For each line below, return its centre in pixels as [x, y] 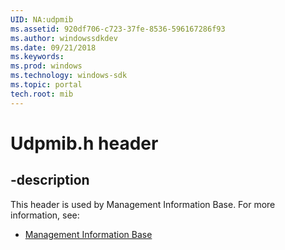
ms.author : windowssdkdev [64, 38]
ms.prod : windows [46, 66]
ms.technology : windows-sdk [69, 76]
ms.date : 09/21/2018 [53, 47]
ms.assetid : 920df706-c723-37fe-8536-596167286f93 [118, 29]
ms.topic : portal [46, 85]
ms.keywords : [37, 57]
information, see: [45, 215]
